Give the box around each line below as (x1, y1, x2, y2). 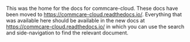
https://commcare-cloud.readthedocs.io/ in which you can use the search (6, 23, 185, 30)
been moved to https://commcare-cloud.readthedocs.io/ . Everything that (6, 11, 182, 18)
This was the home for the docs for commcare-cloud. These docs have (6, 5, 178, 12)
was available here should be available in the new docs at (6, 17, 145, 24)
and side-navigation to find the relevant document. (6, 29, 129, 36)
